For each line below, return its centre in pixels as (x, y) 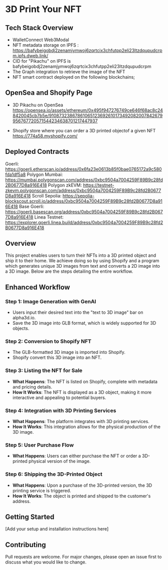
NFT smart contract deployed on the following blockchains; (74, 77)
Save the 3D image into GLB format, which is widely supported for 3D (84, 323)
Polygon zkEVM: (65, 185)
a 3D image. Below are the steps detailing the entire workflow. (69, 271)
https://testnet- (99, 185)
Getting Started (30, 517)
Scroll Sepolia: (47, 196)
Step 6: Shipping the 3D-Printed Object (54, 474)
